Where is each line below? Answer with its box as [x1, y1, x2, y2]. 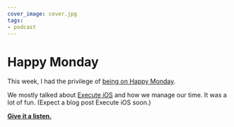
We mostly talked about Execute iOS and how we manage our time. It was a [7, 91, 228, 99]
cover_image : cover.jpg [7, 10, 78, 18]
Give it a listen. [7, 112, 52, 121]
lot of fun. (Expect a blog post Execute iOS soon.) [7, 98, 151, 107]
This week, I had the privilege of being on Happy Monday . [7, 77, 176, 85]
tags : [7, 17, 23, 24]
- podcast [7, 23, 37, 30]
